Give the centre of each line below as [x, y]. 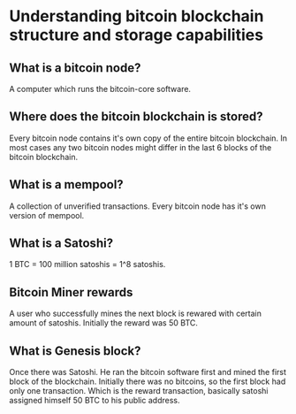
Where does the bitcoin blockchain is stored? [136, 117]
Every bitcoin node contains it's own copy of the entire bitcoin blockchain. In [148, 138]
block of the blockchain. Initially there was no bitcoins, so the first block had [148, 381]
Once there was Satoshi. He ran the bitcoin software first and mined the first [148, 372]
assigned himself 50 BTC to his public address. [95, 401]
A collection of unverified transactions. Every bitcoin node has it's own [138, 206]
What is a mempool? [66, 184]
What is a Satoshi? [61, 244]
